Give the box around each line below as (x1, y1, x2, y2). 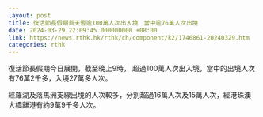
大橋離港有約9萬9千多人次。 (8, 100, 101, 110)
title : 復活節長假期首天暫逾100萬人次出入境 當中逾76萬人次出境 (8, 19, 199, 27)
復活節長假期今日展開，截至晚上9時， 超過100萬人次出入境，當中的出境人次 (8, 64, 255, 74)
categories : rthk (8, 41, 66, 49)
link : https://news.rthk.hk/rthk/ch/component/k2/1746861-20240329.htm (8, 33, 250, 42)
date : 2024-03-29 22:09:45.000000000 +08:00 (8, 26, 158, 34)
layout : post (8, 11, 51, 20)
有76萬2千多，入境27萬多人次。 (8, 74, 112, 83)
